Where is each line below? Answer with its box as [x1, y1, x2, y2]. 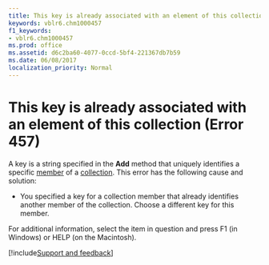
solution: [8, 175, 38, 185]
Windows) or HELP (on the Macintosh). [8, 232, 137, 242]
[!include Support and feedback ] [8, 247, 114, 257]
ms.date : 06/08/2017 [8, 57, 78, 65]
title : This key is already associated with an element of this [8, 11, 227, 20]
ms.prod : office [8, 42, 62, 50]
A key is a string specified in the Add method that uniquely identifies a [8, 159, 240, 168]
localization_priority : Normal [8, 64, 113, 72]
